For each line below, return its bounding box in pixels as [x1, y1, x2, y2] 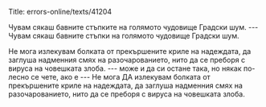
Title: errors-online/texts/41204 [8, 7, 113, 16]
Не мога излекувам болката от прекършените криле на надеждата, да [8, 47, 252, 56]
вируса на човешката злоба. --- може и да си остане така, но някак [8, 64, 242, 73]
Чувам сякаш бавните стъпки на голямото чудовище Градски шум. [8, 31, 239, 40]
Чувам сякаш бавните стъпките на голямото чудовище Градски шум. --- [8, 23, 259, 31]
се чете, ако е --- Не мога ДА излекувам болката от [31, 72, 211, 81]
